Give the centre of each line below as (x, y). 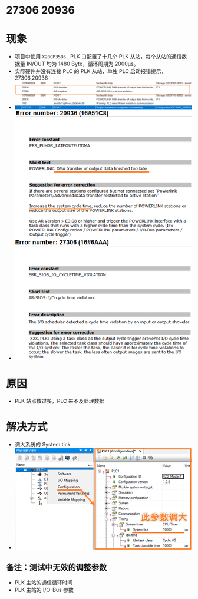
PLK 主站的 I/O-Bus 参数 (44, 590)
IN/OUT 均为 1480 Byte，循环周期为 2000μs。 (82, 64)
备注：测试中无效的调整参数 (57, 567)
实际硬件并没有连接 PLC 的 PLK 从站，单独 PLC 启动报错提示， (90, 71)
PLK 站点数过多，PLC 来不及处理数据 (60, 401)
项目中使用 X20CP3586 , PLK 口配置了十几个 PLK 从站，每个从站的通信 (98, 57)
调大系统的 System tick (42, 445)
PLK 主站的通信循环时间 (43, 583)
